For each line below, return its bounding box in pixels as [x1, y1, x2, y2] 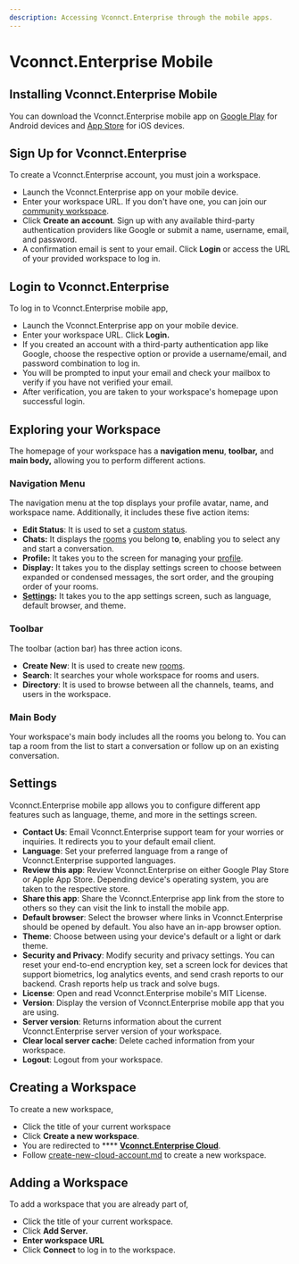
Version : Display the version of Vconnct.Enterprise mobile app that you [21, 997, 285, 1008]
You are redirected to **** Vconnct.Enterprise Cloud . [21, 1140, 221, 1151]
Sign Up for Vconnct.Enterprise [9, 146, 187, 162]
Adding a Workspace [9, 1175, 129, 1190]
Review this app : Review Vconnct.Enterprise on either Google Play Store [21, 864, 289, 875]
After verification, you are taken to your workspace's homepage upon [21, 387, 278, 397]
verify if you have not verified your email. [21, 377, 174, 388]
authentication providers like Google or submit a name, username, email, [21, 225, 289, 236]
